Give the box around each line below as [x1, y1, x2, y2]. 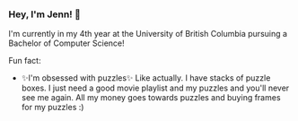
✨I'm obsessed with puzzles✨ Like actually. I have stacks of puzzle [21, 73, 271, 83]
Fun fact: [8, 56, 41, 66]
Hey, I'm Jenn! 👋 [8, 8, 82, 21]
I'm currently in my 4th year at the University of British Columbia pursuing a [8, 29, 288, 39]
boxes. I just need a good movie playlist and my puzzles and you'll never [21, 82, 290, 93]
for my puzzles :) [21, 102, 84, 113]
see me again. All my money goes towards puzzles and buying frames [21, 92, 281, 103]
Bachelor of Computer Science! [8, 38, 125, 48]
